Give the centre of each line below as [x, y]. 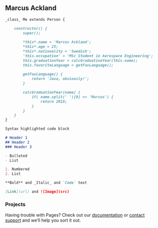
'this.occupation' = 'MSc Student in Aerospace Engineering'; [88, 56]
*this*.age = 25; [40, 47]
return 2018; [54, 101]
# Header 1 [16, 138]
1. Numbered [17, 169]
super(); [32, 33]
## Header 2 [17, 142]
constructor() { [31, 28]
